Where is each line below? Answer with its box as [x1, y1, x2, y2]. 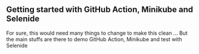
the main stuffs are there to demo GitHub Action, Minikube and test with [6, 35, 183, 43]
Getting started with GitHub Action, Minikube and [6, 5, 194, 15]
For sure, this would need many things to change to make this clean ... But [6, 29, 188, 36]
